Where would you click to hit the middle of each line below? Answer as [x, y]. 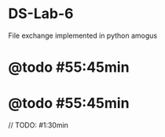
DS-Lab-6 [41, 14]
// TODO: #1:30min [38, 125]
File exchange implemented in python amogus [83, 35]
